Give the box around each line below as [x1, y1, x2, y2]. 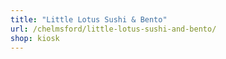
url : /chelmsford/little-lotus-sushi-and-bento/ [10, 24, 217, 34]
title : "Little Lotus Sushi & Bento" [10, 14, 168, 25]
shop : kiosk [10, 33, 60, 43]
